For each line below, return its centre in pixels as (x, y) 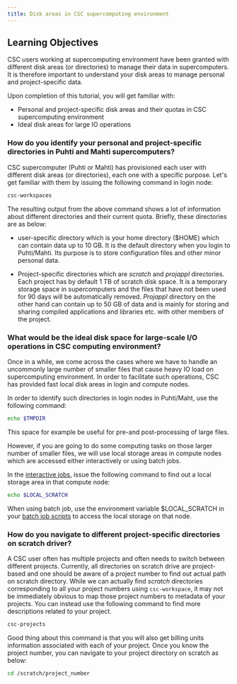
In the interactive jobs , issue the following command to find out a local (109, 474)
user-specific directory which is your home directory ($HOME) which (118, 237)
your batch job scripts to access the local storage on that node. (100, 516)
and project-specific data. (45, 82)
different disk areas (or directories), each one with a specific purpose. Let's (117, 175)
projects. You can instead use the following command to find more (104, 603)
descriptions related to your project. (59, 611)
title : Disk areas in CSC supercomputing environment (88, 14)
